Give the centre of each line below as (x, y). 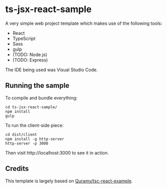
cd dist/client (21, 134)
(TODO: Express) (30, 60)
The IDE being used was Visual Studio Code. (51, 70)
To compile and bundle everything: (41, 98)
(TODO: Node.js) (30, 55)
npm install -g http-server (35, 139)
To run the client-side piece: (35, 125)
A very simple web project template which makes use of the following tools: (84, 23)
